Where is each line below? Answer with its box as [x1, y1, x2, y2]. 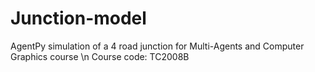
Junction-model [10, 7, 147, 30]
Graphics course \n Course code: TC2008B [10, 50, 190, 62]
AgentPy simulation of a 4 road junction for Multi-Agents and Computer [10, 40, 305, 52]
